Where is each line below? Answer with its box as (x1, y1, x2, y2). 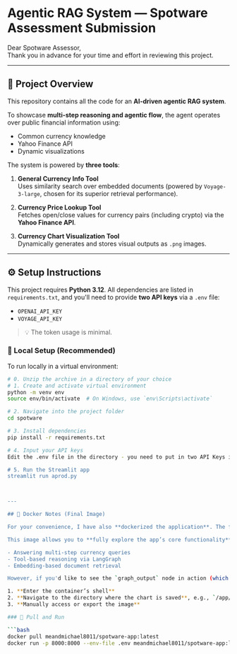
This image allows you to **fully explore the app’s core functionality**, (7, 536, 235, 543)
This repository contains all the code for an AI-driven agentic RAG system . (7, 97, 226, 105)
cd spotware (7, 415, 42, 422)
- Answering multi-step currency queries (7, 549, 131, 556)
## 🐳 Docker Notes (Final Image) (7, 511, 106, 518)
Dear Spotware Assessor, (7, 43, 81, 52)
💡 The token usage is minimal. (24, 328, 113, 336)
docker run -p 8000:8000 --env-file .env (7, 639, 131, 647)
